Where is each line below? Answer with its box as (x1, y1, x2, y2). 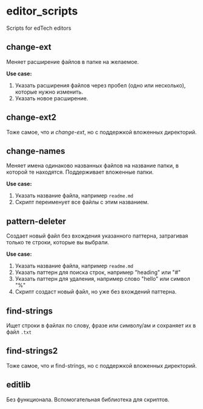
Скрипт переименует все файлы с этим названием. (15, 199, 149, 206)
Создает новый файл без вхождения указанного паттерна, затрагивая (6, 232, 188, 239)
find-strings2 (6, 346, 58, 356)
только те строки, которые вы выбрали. (6, 239, 110, 246)
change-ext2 (6, 112, 56, 123)
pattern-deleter (6, 216, 67, 226)
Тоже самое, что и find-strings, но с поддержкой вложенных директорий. (6, 362, 197, 369)
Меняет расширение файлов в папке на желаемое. (6, 58, 139, 65)
